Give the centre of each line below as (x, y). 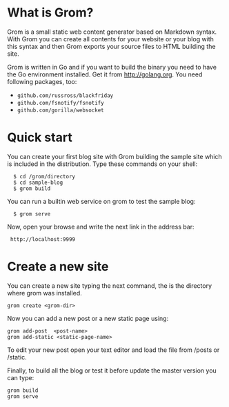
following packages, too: (42, 81)
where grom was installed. (45, 293)
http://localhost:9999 (43, 239)
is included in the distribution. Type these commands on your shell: (102, 164)
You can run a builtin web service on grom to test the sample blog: (101, 201)
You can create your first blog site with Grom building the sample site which (114, 156)
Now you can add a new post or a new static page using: (88, 318)
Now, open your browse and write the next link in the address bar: (101, 227)
